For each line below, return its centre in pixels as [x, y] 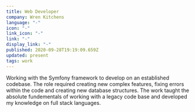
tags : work [19, 61]
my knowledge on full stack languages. [54, 103]
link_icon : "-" [25, 34]
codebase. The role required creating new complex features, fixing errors [95, 84]
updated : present [27, 55]
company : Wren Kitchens [35, 17]
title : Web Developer [33, 11]
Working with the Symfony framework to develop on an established [88, 78]
